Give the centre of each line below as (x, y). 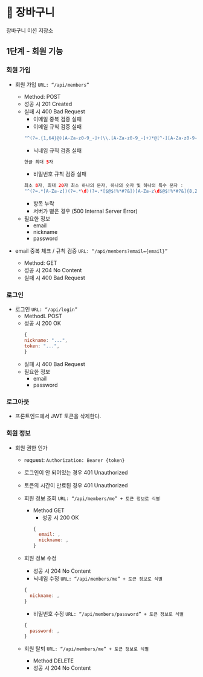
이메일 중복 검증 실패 (57, 119)
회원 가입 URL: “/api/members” (52, 84)
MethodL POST (43, 316)
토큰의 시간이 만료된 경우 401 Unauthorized (76, 485)
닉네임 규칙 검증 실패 (57, 150)
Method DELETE (53, 661)
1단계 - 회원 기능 (35, 51)
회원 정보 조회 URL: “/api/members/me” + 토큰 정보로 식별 (92, 498)
